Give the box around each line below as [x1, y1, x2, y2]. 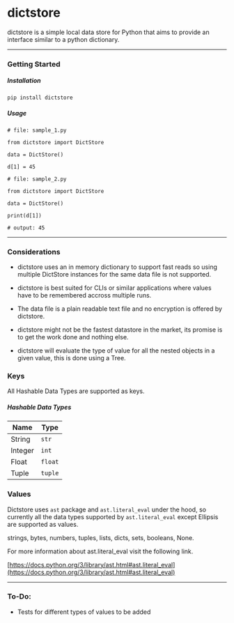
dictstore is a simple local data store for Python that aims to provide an [7, 28, 210, 36]
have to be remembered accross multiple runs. [17, 291, 152, 299]
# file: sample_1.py [7, 127, 68, 134]
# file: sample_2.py [7, 176, 68, 183]
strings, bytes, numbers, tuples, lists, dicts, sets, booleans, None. [7, 533, 194, 541]
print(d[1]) [7, 212, 42, 219]
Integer [10, 446, 35, 456]
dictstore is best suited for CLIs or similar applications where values [17, 284, 212, 292]
